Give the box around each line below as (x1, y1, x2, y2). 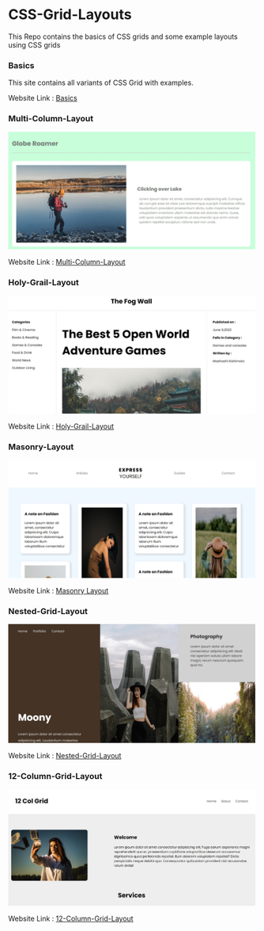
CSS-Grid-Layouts (8, 6, 132, 24)
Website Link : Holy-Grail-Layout (8, 422, 115, 431)
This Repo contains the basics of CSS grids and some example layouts (8, 32, 239, 41)
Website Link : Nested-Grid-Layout (8, 750, 122, 760)
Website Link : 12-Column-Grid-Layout (8, 914, 134, 924)
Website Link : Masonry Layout (8, 586, 109, 596)
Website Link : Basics (8, 93, 77, 103)
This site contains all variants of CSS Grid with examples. (8, 78, 194, 88)
